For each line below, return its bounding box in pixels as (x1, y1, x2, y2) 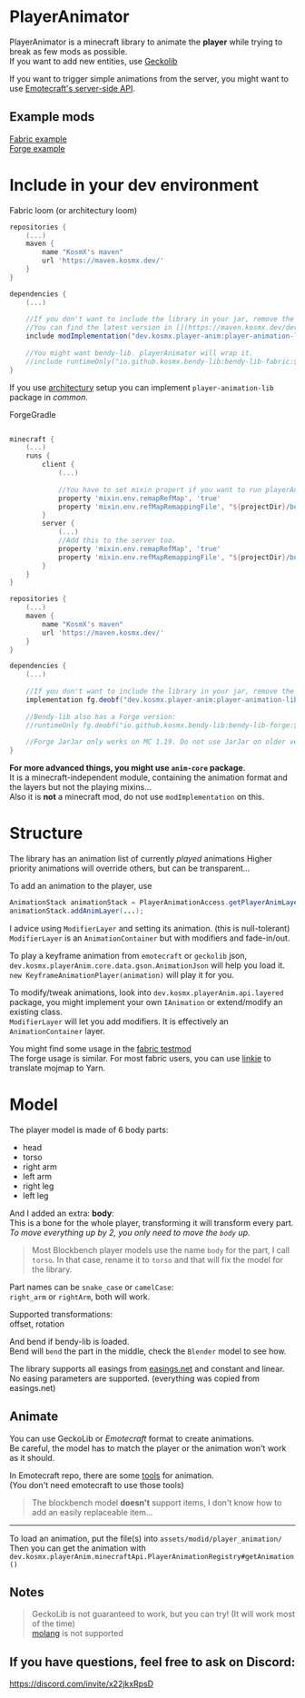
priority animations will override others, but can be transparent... (9, 863, 251, 874)
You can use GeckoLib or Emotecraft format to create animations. (9, 1433, 254, 1444)
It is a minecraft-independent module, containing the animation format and (9, 772, 288, 783)
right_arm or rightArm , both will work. (9, 1291, 151, 1302)
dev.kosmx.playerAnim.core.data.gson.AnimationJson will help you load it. (9, 960, 286, 971)
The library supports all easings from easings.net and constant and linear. (9, 1363, 285, 1374)
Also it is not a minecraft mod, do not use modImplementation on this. (9, 792, 265, 803)
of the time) (31, 1618, 75, 1629)
